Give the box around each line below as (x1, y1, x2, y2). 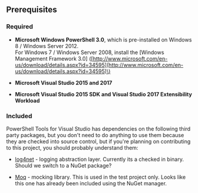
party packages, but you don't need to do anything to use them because (6, 131, 184, 138)
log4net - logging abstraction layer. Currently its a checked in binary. (14, 156, 184, 163)
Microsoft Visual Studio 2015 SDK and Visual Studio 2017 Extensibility (14, 90, 193, 97)
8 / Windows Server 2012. (14, 42, 79, 49)
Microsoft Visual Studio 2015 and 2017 (14, 79, 113, 86)
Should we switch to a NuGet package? (14, 162, 112, 169)
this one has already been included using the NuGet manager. (14, 179, 167, 186)
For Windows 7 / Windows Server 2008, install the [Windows (14, 49, 165, 56)
